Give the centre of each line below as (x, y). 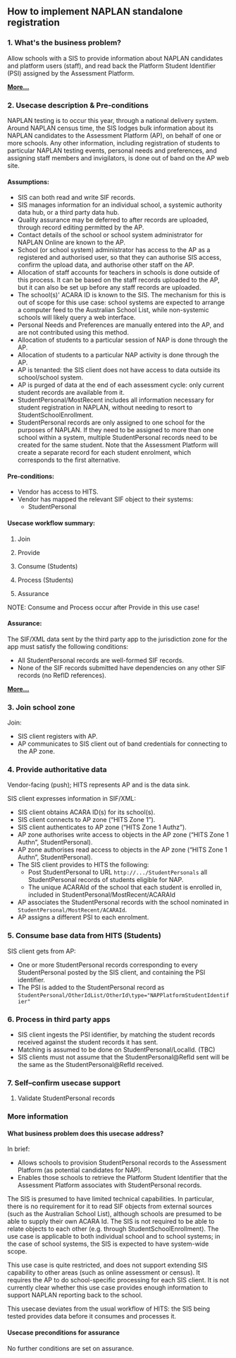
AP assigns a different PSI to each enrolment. (83, 917)
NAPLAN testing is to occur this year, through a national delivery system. (113, 120)
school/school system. (50, 378)
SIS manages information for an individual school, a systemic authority (120, 205)
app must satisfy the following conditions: (68, 646)
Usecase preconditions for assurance (63, 1333)
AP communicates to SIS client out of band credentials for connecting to (122, 744)
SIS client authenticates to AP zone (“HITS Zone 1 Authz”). (102, 827)
